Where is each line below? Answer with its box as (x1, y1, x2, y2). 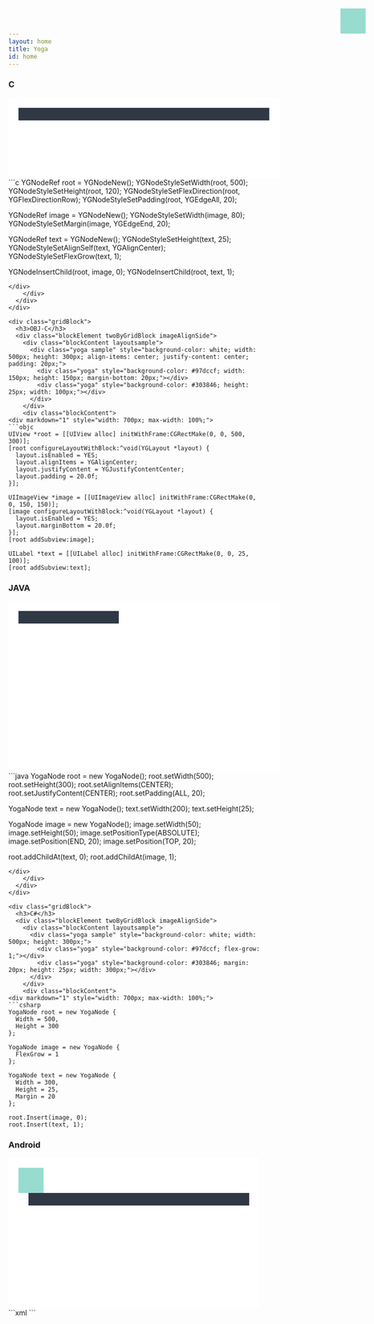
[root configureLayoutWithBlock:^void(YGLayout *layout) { (8, 444, 210, 452)
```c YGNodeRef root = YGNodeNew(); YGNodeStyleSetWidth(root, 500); (8, 178, 249, 187)
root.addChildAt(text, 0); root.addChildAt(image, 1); (8, 852, 177, 861)
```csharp (8, 1001, 42, 1009)
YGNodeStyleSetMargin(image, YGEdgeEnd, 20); (8, 219, 171, 228)
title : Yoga (8, 45, 48, 53)
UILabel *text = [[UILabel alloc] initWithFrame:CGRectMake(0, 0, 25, (8, 550, 250, 558)
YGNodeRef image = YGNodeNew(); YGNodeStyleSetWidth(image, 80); (8, 210, 246, 219)
